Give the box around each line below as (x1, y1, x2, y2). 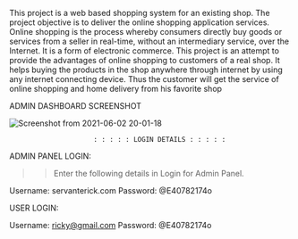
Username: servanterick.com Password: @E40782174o (9, 185, 213, 195)
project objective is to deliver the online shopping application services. (9, 17, 270, 28)
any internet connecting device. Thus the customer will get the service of (9, 74, 279, 84)
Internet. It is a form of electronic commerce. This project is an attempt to (9, 45, 280, 56)
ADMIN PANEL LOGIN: (9, 151, 92, 161)
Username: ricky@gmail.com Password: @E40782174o (9, 220, 212, 230)
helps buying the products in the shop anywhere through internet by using (9, 64, 284, 75)
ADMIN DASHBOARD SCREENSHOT (9, 101, 141, 111)
